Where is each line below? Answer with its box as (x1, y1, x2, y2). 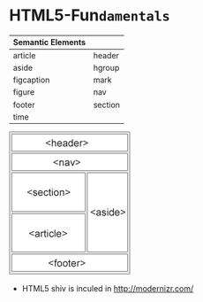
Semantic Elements (12, 37, 86, 48)
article (12, 50, 36, 60)
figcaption (12, 74, 50, 85)
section (93, 99, 121, 110)
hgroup (93, 62, 120, 73)
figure (12, 87, 35, 97)
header (93, 50, 119, 60)
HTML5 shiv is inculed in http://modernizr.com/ (21, 283, 194, 294)
